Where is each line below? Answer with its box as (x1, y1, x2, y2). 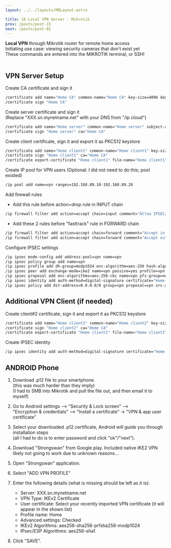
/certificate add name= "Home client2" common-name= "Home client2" (5, 320, 149, 325)
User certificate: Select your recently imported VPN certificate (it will (20, 500, 164, 507)
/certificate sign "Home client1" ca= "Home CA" (5, 153, 108, 158)
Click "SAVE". (12, 538, 42, 544)
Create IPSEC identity (5, 339, 51, 345)
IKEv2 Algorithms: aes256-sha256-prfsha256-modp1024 (20, 522, 140, 529)
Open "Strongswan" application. (12, 460, 80, 466)
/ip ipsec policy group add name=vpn (5, 259, 85, 264)
